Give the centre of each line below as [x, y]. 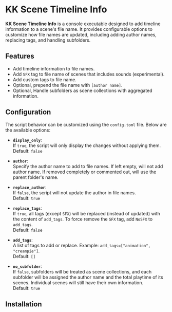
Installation [24, 304]
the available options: [28, 130]
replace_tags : [27, 208]
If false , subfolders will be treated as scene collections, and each [82, 271]
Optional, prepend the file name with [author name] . [68, 85]
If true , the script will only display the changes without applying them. [87, 145]
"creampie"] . [26, 251]
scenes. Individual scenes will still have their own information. [78, 282]
